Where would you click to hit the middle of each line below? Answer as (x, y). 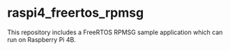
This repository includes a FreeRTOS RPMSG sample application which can (115, 32)
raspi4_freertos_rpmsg (76, 13)
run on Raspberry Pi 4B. (42, 39)
